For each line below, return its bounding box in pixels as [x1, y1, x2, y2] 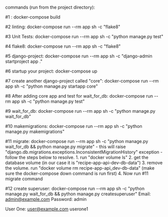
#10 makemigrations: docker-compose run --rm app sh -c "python [5, 123, 142, 129]
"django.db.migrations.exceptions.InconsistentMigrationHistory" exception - [5, 149, 163, 155]
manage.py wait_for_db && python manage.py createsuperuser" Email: [5, 191, 151, 197]
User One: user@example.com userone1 [5, 206, 89, 212]
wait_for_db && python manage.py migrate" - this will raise [5, 143, 126, 150]
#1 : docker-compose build [5, 14, 61, 20]
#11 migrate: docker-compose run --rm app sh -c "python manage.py [5, 138, 148, 144]
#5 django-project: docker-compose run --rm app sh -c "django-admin [5, 53, 152, 59]
